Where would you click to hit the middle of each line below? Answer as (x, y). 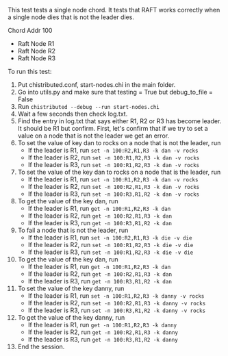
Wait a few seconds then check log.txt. (73, 114)
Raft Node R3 (37, 58)
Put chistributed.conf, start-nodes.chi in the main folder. (97, 85)
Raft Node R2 (36, 51)
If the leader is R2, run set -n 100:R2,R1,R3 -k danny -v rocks (117, 303)
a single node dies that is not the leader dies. (71, 17)
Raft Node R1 (36, 43)
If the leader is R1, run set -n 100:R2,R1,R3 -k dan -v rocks (113, 150)
